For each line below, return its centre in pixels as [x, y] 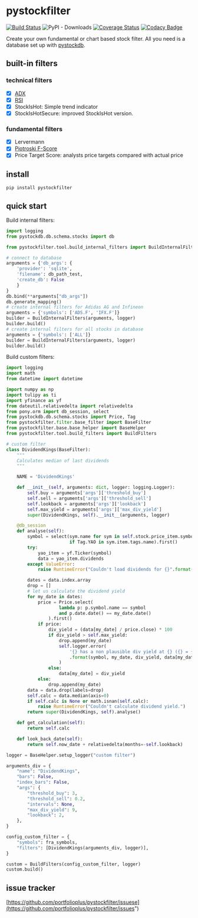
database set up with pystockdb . [46, 45]
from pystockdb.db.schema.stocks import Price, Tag [71, 417]
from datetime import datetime [44, 379]
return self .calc [48, 728]
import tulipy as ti [32, 395]
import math [21, 374]
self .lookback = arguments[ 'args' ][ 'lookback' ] [87, 504]
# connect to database [34, 258]
